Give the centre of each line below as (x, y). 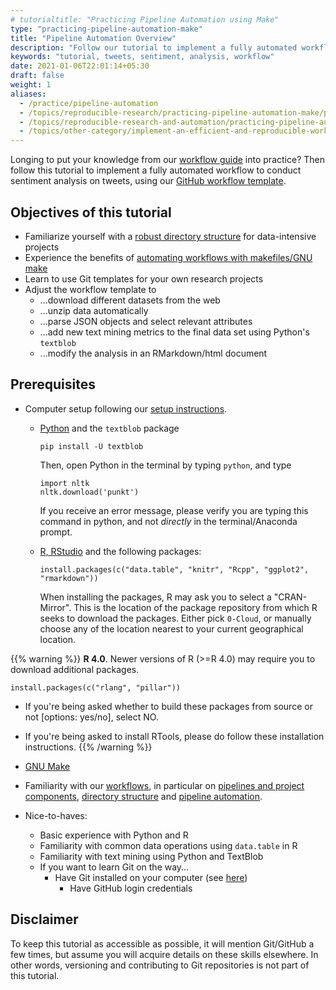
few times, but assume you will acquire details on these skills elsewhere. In (164, 954)
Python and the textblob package (109, 428)
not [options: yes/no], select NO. (91, 717)
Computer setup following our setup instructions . (126, 408)
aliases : (28, 94)
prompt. (56, 532)
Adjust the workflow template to (90, 289)
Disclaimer (44, 919)
